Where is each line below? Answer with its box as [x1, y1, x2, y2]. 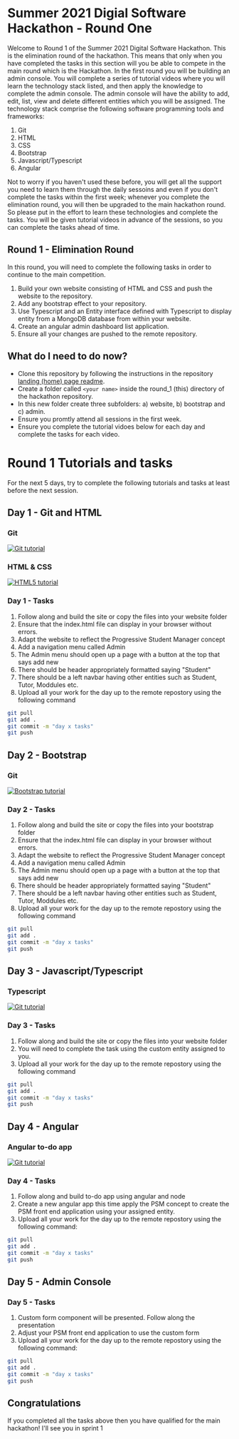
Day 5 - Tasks [7, 1297, 55, 1307]
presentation [17, 1321, 55, 1330]
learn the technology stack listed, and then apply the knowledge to [7, 81, 203, 90]
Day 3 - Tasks [7, 1020, 55, 1030]
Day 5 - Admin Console [7, 1276, 112, 1288]
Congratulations [7, 1397, 81, 1410]
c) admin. [17, 407, 46, 415]
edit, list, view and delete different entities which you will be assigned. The [7, 96, 225, 105]
